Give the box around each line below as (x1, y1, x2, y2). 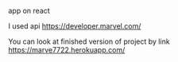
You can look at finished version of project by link (8, 37, 170, 46)
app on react (8, 6, 50, 15)
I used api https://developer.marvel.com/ (8, 21, 141, 30)
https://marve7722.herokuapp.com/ (8, 45, 126, 54)
